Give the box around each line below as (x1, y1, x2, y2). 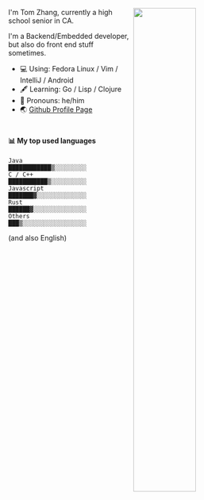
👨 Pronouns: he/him (19, 96, 85, 105)
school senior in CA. (8, 16, 74, 25)
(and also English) (8, 233, 67, 242)
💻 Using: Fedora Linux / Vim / (19, 64, 118, 73)
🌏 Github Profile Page (19, 105, 93, 114)
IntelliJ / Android (19, 75, 74, 85)
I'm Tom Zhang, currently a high (8, 8, 113, 17)
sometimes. (8, 48, 47, 57)
